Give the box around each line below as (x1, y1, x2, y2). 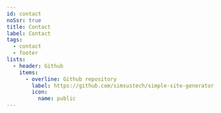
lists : (6, 56, 26, 63)
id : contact (6, 10, 41, 18)
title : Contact (6, 23, 51, 30)
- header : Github (13, 62, 64, 69)
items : (19, 69, 39, 76)
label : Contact (6, 29, 51, 37)
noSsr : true (6, 17, 41, 24)
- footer (13, 50, 39, 57)
